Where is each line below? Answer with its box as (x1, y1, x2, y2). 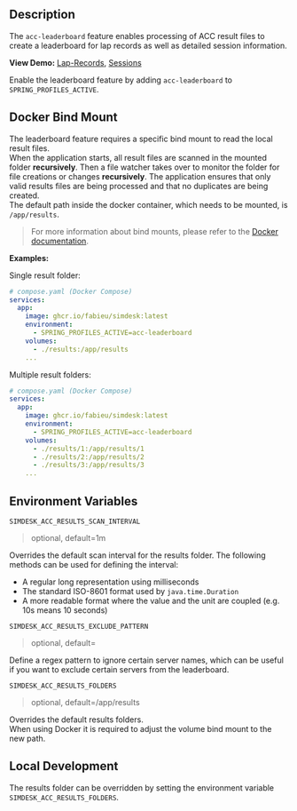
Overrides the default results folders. (9, 714, 144, 725)
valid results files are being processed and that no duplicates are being (9, 180, 269, 191)
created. (9, 190, 40, 201)
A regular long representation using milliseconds (21, 576, 199, 587)
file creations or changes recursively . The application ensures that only (9, 171, 271, 181)
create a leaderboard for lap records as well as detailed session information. (9, 40, 288, 51)
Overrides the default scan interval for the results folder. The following (9, 550, 266, 561)
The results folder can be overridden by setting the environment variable (9, 782, 275, 793)
